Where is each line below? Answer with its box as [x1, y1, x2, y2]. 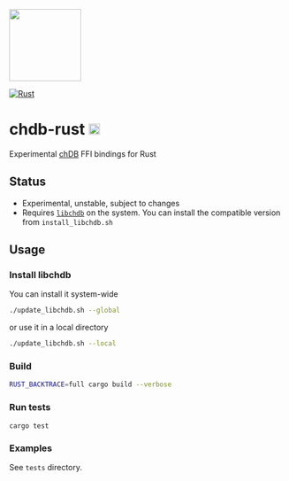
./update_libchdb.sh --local [9, 339, 117, 348]
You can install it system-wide [9, 289, 118, 299]
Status [9, 175, 47, 190]
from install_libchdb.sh [21, 216, 113, 227]
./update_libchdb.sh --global [9, 306, 121, 315]
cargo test [9, 421, 49, 431]
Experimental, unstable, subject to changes [21, 198, 180, 208]
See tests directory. [9, 462, 82, 472]
